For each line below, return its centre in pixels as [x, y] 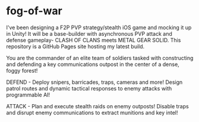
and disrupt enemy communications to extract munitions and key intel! [92, 112]
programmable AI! [28, 95]
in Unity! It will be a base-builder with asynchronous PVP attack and [89, 33]
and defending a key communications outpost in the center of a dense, [93, 64]
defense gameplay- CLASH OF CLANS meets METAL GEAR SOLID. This [94, 40]
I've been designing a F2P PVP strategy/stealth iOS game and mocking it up [99, 27]
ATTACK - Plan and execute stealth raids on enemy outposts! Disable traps [97, 106]
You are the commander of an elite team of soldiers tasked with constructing [100, 58]
